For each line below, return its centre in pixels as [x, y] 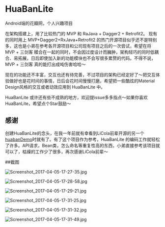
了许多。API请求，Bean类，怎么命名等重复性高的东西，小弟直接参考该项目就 [82, 145]
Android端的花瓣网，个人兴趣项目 [39, 23]
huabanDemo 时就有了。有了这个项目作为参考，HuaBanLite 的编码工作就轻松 [82, 139]
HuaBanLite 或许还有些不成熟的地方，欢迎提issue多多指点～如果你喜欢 [77, 97]
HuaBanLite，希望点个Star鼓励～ [38, 103]
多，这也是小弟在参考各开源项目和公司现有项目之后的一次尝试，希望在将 [78, 46]
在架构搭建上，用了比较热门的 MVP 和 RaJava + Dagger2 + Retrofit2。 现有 [81, 33]
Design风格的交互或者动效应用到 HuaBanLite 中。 [55, 87]
